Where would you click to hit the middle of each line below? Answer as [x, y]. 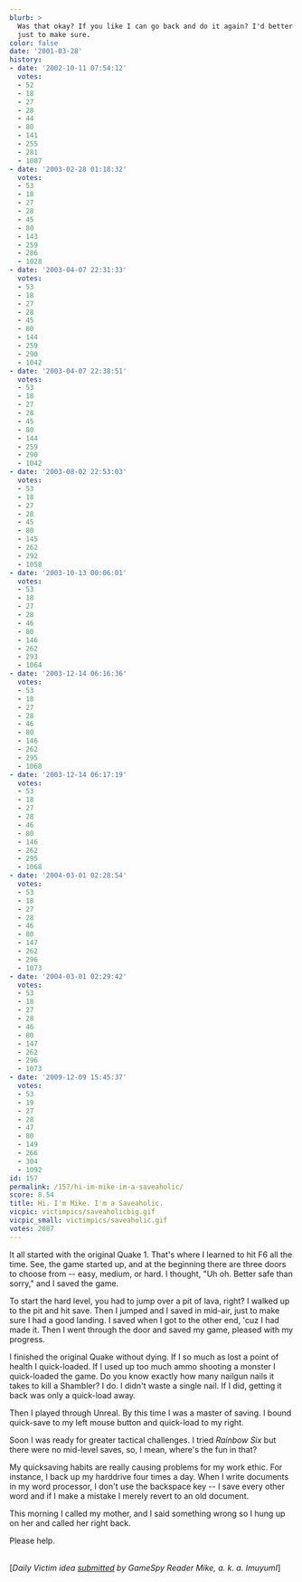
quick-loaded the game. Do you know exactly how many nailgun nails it [142, 1376]
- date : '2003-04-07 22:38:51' [68, 371]
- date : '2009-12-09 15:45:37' [68, 1077]
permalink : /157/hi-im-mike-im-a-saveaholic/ [96, 1187]
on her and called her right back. [70, 1523]
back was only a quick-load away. [72, 1395]
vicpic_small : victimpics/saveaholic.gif [89, 1220]
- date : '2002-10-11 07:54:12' [68, 69]
